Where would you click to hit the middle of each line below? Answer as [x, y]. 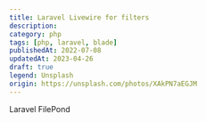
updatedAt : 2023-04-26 [51, 59]
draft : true [31, 68]
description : [33, 26]
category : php [36, 34]
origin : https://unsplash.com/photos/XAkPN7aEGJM [103, 84]
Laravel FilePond [40, 109]
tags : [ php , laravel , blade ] [63, 42]
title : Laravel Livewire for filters [79, 17]
